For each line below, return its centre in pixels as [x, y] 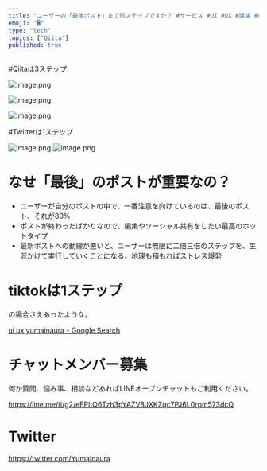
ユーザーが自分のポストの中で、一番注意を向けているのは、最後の [128, 206]
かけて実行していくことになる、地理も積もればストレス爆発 [124, 256]
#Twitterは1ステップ [41, 132]
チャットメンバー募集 [78, 365]
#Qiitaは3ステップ [38, 69]
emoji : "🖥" [27, 23]
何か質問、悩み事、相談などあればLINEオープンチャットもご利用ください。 [130, 388]
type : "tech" [30, 30]
